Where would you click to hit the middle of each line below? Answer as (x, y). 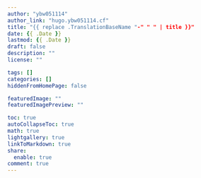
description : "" (31, 54)
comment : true (28, 164)
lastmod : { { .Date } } (39, 40)
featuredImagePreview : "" (45, 105)
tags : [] (20, 72)
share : (17, 150)
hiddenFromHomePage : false (47, 85)
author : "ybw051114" (38, 14)
